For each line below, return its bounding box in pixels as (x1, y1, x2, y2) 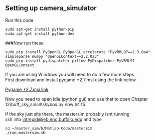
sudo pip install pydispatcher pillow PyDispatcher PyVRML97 (5, 58, 135, 63)
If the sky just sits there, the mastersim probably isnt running (5, 111, 130, 117)
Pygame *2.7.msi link (5, 86, 49, 92)
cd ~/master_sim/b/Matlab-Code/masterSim (5, 126, 93, 131)
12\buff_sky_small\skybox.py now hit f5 (5, 101, 86, 107)
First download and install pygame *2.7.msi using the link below (5, 77, 136, 83)
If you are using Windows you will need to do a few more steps (5, 71, 135, 77)
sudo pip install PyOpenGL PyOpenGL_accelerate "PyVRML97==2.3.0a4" (5, 49, 151, 54)
